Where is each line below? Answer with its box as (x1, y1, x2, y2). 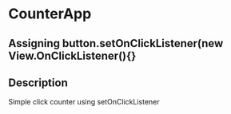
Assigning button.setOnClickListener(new (8, 37, 224, 50)
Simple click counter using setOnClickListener (8, 97, 160, 107)
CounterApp (8, 5, 92, 23)
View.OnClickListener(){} (8, 49, 137, 62)
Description (8, 76, 68, 89)
